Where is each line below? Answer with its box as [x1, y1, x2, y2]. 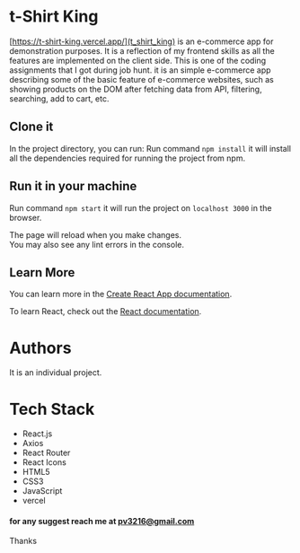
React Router [22, 447, 71, 459]
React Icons [22, 457, 67, 468]
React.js [22, 428, 53, 439]
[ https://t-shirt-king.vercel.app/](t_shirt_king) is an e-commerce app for [9, 36, 274, 47]
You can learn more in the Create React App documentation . [9, 289, 233, 300]
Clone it [9, 119, 54, 135]
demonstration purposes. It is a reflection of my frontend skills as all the [9, 45, 276, 56]
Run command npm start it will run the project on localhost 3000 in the [9, 202, 272, 213]
